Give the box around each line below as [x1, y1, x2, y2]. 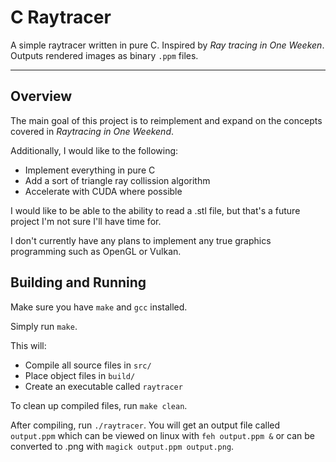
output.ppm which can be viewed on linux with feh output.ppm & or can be [10, 429, 315, 441]
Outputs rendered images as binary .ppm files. [10, 49, 199, 61]
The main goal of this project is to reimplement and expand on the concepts [10, 114, 323, 126]
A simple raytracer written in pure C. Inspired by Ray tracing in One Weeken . [10, 39, 325, 51]
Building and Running [10, 274, 147, 291]
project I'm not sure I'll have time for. [10, 215, 162, 227]
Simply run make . [10, 320, 78, 332]
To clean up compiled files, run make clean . [10, 399, 188, 411]
